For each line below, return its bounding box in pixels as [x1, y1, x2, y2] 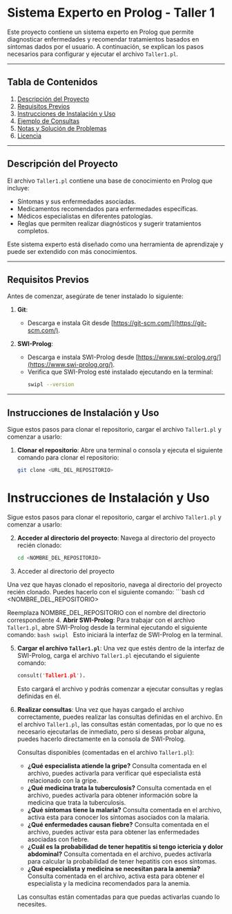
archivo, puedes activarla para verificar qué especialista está [27, 769, 202, 777]
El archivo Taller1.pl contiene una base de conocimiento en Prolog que [7, 176, 213, 185]
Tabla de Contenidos [7, 76, 98, 88]
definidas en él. [17, 692, 61, 700]
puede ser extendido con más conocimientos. [7, 247, 137, 255]
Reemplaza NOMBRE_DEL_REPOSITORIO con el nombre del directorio [7, 608, 206, 616]
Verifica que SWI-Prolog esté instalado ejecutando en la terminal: [27, 368, 213, 376]
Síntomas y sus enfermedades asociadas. [17, 197, 137, 205]
